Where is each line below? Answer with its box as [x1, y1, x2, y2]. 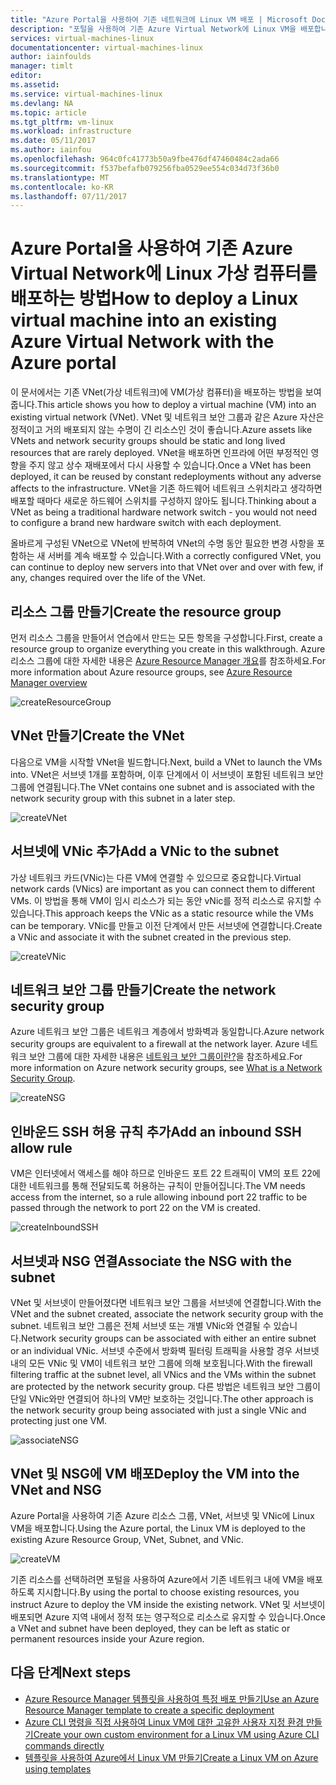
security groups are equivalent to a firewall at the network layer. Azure [10, 1038, 300, 1050]
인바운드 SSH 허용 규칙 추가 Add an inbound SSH [10, 1123, 302, 1140]
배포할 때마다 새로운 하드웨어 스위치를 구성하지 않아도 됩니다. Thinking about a [10, 495, 317, 507]
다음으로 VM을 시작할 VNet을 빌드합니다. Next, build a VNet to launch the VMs [10, 756, 323, 768]
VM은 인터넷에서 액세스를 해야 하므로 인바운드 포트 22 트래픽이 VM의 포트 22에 [10, 1167, 321, 1180]
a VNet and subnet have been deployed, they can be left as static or [10, 1622, 291, 1634]
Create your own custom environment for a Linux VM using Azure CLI [33, 1728, 320, 1740]
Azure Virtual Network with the [10, 331, 275, 353]
